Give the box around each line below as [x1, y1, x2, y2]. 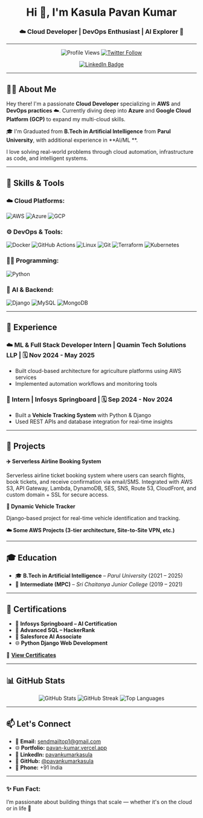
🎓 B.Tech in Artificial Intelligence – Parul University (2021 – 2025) [14, 572, 183, 579]
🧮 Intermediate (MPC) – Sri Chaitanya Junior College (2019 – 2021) [14, 581, 183, 588]
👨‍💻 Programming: [6, 257, 59, 265]
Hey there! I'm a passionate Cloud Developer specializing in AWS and [6, 100, 181, 108]
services [14, 374, 37, 381]
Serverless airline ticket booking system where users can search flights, [6, 472, 185, 479]
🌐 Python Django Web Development [14, 639, 108, 647]
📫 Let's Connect [6, 719, 71, 729]
